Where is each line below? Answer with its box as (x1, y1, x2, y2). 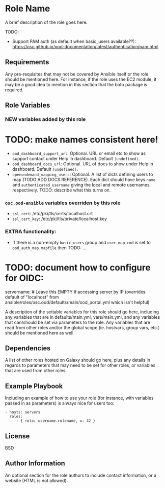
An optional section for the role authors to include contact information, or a (5, 472, 157, 478)
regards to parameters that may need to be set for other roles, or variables (5, 362, 156, 368)
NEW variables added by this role (5, 116, 86, 123)
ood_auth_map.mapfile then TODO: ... (12, 245, 87, 251)
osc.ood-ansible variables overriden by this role (5, 199, 121, 206)
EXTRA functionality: (5, 228, 56, 235)
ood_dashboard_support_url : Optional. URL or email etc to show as (12, 150, 146, 156)
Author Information (5, 459, 65, 468)
